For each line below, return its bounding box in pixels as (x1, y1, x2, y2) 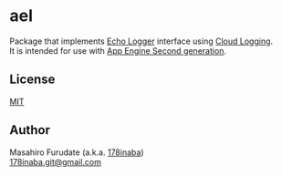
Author (9, 122, 50, 138)
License (9, 72, 56, 88)
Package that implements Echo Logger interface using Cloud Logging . (9, 36, 274, 47)
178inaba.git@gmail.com (9, 156, 102, 167)
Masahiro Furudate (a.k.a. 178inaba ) (9, 147, 144, 158)
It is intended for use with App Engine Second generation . (9, 45, 226, 56)
